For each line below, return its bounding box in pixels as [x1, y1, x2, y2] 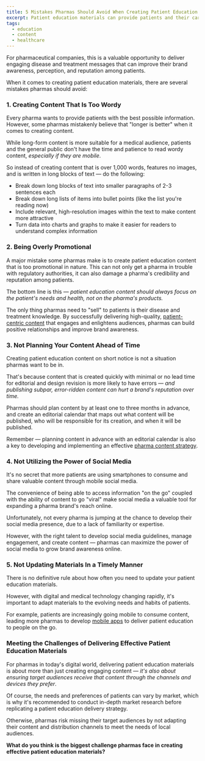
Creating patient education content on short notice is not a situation [6, 354, 176, 362]
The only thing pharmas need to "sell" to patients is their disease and [6, 306, 180, 313]
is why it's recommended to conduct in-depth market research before [6, 698, 182, 706]
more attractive [15, 215, 54, 222]
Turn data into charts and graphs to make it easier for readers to [15, 221, 177, 229]
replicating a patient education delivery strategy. [6, 705, 128, 712]
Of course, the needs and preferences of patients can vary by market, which [6, 691, 199, 699]
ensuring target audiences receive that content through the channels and [6, 673, 191, 681]
